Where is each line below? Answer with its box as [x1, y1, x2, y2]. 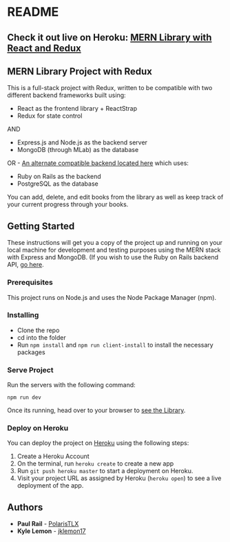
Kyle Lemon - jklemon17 [17, 527, 86, 535]
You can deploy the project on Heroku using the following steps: [7, 439, 189, 447]
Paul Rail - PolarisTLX [17, 520, 79, 528]
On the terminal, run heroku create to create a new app [17, 459, 174, 468]
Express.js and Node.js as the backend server [17, 138, 148, 147]
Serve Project [7, 365, 54, 375]
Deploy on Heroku [7, 424, 69, 433]
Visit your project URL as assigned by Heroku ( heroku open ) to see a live [17, 474, 222, 482]
